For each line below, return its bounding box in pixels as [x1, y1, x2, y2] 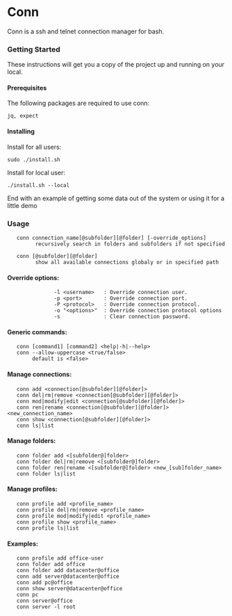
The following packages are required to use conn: [7, 99, 149, 108]
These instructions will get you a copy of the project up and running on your [7, 60, 224, 69]
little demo [7, 201, 38, 209]
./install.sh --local [7, 181, 70, 188]
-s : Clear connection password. [53, 314, 191, 321]
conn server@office [16, 597, 73, 605]
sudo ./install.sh [7, 156, 60, 163]
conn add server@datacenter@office [16, 573, 119, 581]
